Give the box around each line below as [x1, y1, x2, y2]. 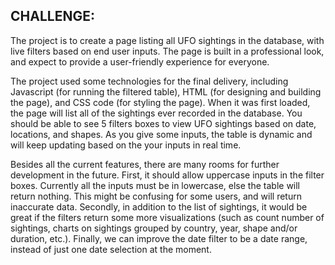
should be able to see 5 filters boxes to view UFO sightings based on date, [10, 117, 317, 129]
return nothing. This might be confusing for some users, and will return [10, 190, 302, 202]
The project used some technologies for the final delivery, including [10, 75, 289, 87]
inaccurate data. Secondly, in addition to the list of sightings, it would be [10, 200, 308, 213]
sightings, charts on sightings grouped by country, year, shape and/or [10, 222, 298, 234]
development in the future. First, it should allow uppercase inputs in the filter [10, 169, 325, 181]
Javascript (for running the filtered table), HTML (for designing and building [10, 85, 322, 98]
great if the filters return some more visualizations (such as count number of [10, 211, 325, 223]
